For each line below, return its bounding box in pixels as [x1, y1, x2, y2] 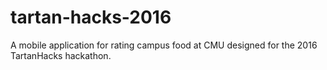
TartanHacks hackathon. [10, 49, 112, 61]
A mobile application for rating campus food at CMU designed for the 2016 [10, 39, 318, 51]
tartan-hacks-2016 [10, 6, 172, 29]
